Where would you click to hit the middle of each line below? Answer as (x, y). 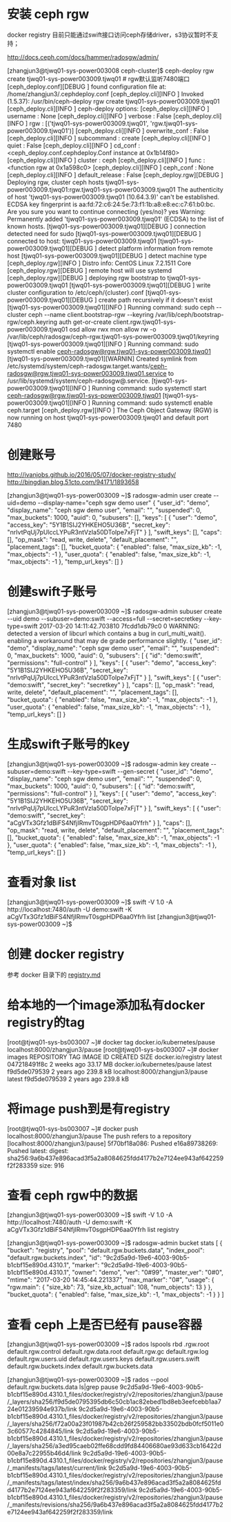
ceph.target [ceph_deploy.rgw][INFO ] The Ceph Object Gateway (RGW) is (113, 410)
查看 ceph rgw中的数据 (72, 1195)
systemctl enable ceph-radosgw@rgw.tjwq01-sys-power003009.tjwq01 (109, 351)
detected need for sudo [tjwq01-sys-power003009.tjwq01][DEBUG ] (104, 233)
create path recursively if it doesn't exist (155, 300)
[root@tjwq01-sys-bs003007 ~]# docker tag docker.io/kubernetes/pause (111, 1042)
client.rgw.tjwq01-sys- (144, 322)
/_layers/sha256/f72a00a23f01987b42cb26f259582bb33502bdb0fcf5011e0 (115, 1424)
